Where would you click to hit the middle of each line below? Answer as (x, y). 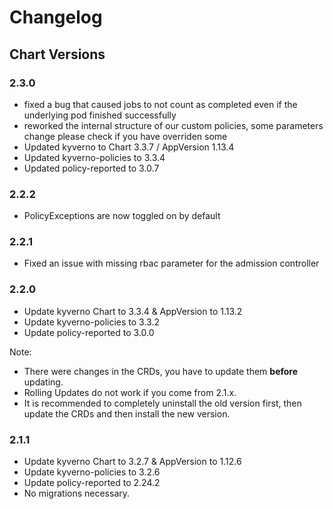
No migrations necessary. (77, 493)
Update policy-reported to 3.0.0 (89, 332)
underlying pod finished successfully (100, 115)
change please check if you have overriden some (125, 136)
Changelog (56, 17)
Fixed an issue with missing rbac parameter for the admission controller (171, 263)
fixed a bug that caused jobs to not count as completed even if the (160, 104)
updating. (43, 382)
